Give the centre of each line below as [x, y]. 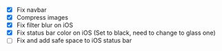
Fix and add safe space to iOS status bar [74, 41]
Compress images [42, 18]
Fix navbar [31, 10]
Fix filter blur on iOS [45, 25]
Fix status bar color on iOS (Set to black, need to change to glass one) [116, 33]
